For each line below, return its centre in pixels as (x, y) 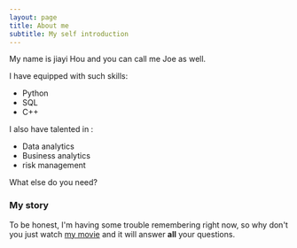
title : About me (39, 26)
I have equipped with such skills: (69, 76)
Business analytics (56, 156)
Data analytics (48, 146)
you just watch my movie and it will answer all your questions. (122, 234)
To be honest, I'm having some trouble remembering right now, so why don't (148, 225)
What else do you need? (53, 182)
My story (29, 205)
